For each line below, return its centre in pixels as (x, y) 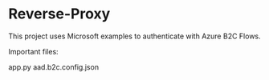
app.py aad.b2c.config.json (53, 67)
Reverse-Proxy (59, 14)
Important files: (33, 51)
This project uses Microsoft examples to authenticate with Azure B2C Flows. (134, 36)
